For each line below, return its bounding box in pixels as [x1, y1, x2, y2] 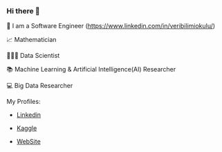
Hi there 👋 [6, 6, 41, 16]
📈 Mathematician [6, 36, 57, 44]
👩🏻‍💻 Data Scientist [6, 52, 60, 60]
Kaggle [16, 124, 37, 133]
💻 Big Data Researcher [6, 82, 73, 90]
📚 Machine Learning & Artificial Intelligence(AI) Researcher [6, 65, 176, 74]
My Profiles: [6, 98, 41, 106]
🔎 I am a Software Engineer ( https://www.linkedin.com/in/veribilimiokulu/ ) [6, 22, 216, 30]
